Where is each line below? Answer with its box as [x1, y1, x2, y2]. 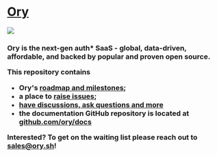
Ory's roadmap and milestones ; [18, 83, 127, 92]
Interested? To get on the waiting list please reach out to [7, 132, 198, 142]
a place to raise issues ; [18, 91, 97, 101]
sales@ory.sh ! [7, 141, 57, 150]
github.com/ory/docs [18, 117, 92, 126]
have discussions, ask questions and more [18, 100, 164, 109]
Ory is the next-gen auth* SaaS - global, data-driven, [7, 43, 187, 53]
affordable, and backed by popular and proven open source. [7, 52, 211, 61]
